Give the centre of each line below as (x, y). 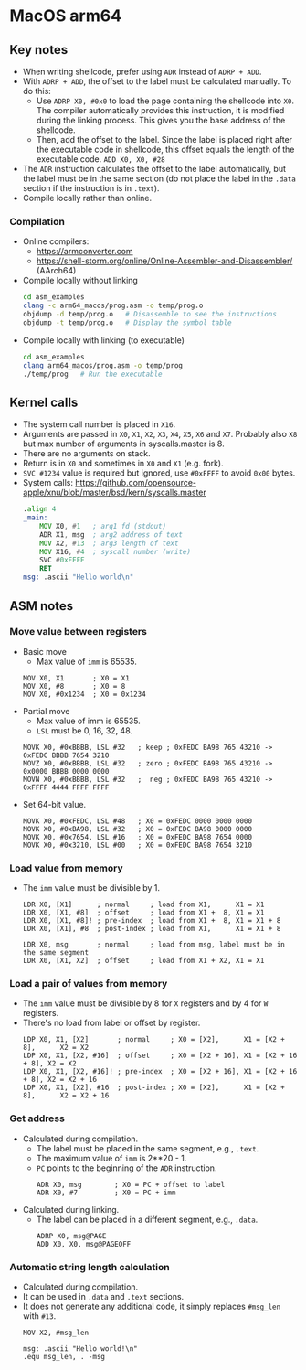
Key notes (39, 50)
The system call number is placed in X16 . (99, 424)
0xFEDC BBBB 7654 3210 (66, 755)
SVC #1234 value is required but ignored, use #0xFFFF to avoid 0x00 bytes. (159, 473)
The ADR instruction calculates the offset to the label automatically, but (154, 169)
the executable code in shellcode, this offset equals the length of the (165, 149)
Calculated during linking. (71, 1209)
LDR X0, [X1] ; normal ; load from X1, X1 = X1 (143, 905)
